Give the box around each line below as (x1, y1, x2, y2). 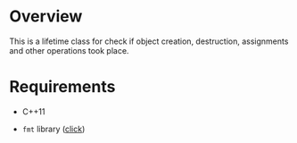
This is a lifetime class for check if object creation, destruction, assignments (9, 36, 289, 46)
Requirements (9, 77, 116, 97)
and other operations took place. (9, 45, 129, 55)
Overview (9, 6, 83, 27)
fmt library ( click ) (21, 123, 86, 134)
